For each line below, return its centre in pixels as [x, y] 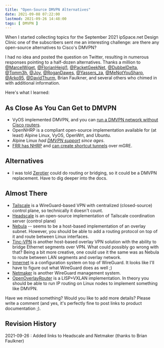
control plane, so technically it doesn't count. [58, 210]
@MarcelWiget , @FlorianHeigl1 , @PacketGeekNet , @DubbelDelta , [72, 68]
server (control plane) [34, 221]
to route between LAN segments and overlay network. [67, 257]
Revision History [31, 324]
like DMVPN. [25, 288]
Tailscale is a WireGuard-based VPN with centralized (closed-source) [82, 205]
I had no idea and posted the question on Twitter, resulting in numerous [77, 57]
